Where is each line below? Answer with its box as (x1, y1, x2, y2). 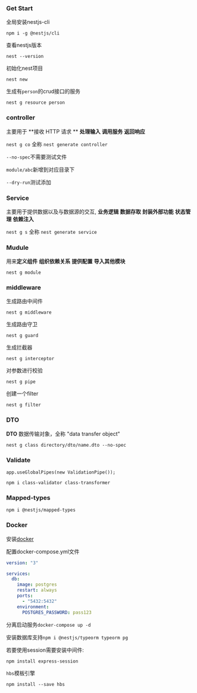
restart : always (17, 587, 58, 593)
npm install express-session (6, 658, 79, 664)
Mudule (6, 243, 29, 252)
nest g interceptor (6, 356, 55, 362)
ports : (17, 593, 33, 599)
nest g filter (6, 402, 42, 408)
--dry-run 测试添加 (6, 178, 52, 185)
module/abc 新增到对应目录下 (6, 166, 75, 173)
